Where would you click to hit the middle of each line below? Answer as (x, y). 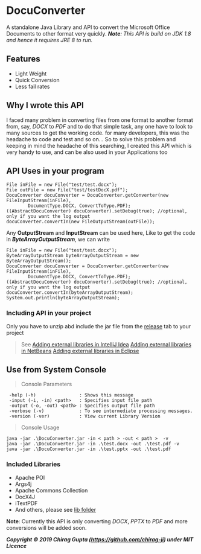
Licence (17, 546)
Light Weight (31, 74)
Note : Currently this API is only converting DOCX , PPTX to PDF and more (97, 521)
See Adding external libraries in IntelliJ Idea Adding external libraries (106, 344)
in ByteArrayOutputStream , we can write (58, 240)
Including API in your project (49, 313)
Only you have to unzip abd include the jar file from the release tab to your (99, 326)
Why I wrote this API (45, 105)
